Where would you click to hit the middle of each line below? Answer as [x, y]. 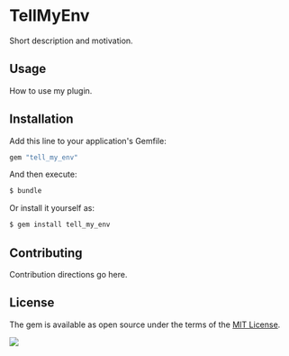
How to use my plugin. [51, 90]
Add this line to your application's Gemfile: [88, 141]
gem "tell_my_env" [44, 157]
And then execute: [43, 174]
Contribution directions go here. [68, 274]
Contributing [46, 253]
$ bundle [26, 191]
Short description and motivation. [71, 41]
